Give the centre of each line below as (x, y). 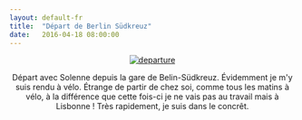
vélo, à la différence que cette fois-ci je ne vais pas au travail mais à (152, 97)
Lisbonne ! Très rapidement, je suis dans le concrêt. (152, 106)
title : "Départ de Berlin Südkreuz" (81, 26)
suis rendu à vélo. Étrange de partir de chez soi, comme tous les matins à (152, 88)
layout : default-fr (46, 18)
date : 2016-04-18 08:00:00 (64, 34)
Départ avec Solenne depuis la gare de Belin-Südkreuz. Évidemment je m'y (152, 78)
